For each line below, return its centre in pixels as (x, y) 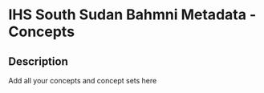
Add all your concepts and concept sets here (83, 81)
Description (38, 61)
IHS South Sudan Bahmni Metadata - (132, 15)
